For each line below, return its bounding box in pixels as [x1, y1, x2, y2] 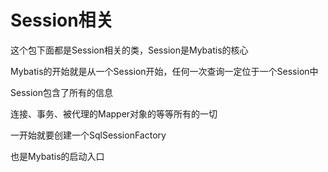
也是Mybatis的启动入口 [10, 150, 105, 162]
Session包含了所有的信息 [10, 86, 113, 98]
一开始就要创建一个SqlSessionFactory [10, 129, 167, 141]
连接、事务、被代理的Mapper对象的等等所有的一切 [10, 107, 218, 120]
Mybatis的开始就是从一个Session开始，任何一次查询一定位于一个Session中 [10, 65, 319, 77]
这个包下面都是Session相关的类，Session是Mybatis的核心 [10, 44, 249, 56]
